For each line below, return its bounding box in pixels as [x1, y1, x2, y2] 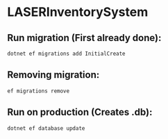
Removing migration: [7, 69, 100, 81]
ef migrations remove [7, 88, 70, 95]
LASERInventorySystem [7, 4, 149, 20]
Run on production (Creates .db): [7, 106, 153, 118]
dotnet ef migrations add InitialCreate [7, 50, 126, 57]
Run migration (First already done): [7, 32, 162, 44]
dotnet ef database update [7, 124, 85, 132]
